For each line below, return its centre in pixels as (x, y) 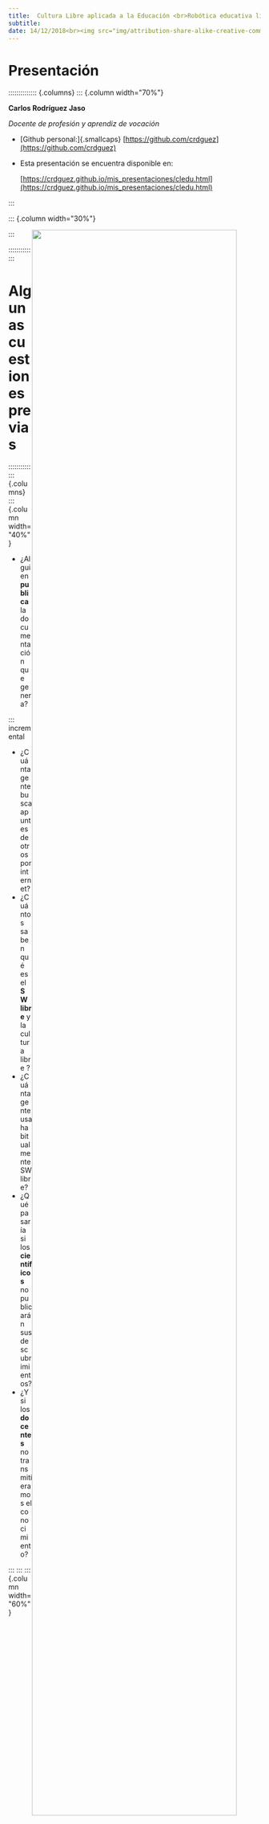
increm (20, 728)
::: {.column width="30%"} (52, 218)
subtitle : (25, 23)
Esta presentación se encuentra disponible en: (96, 163)
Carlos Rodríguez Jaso (47, 108)
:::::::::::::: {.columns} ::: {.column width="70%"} (86, 92)
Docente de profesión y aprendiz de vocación (84, 124)
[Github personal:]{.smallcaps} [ (73, 139)
